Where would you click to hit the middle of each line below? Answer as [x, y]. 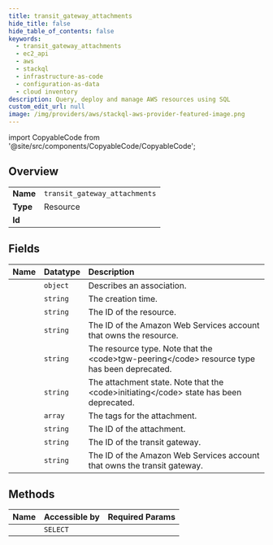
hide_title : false [39, 24]
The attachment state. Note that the [156, 381]
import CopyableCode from [54, 137]
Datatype [62, 272]
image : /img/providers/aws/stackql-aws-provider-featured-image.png [127, 115]
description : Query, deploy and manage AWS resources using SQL [119, 99]
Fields [24, 249]
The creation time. [123, 299]
